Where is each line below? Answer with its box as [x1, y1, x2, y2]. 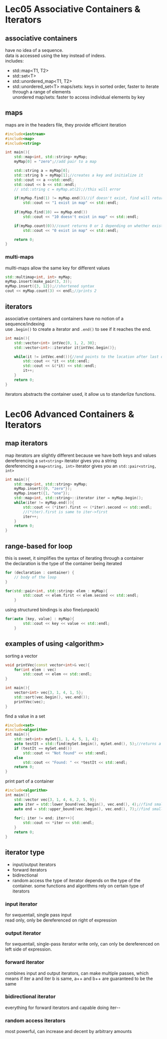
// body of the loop [14, 575, 57, 580]
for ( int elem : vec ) [14, 667, 57, 672]
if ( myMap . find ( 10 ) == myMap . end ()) [14, 210, 88, 215]
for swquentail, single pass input [5, 912, 72, 918]
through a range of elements [12, 89, 71, 94]
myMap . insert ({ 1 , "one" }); [14, 491, 70, 496]
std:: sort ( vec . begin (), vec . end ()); [14, 695, 90, 700]
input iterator [5, 901, 38, 908]
